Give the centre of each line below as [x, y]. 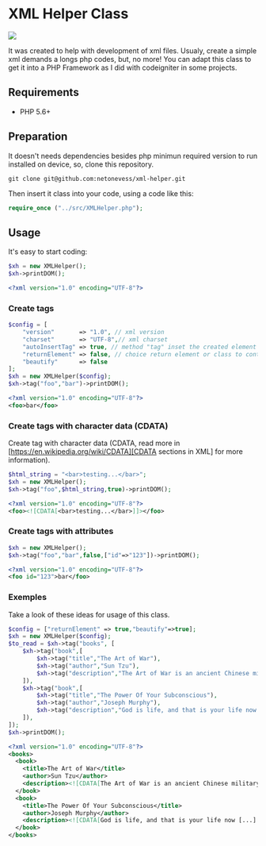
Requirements [44, 92]
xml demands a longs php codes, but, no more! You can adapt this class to [130, 59]
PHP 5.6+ [35, 111]
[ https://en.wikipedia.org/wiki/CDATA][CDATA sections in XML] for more [125, 452]
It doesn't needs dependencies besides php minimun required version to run [133, 156]
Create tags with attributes [61, 531]
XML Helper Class [68, 14]
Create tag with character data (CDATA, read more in [94, 443]
